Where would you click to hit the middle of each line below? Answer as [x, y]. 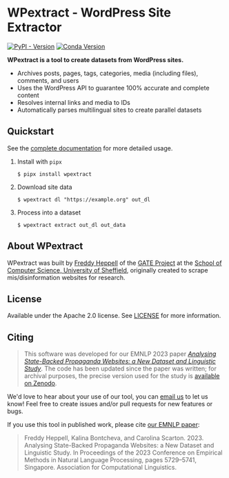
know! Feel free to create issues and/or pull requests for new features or [110, 404]
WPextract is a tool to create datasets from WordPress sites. [96, 59]
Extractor [34, 27]
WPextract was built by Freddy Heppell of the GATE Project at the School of [114, 263]
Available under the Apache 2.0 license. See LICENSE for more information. [114, 316]
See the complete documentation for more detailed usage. [90, 148]
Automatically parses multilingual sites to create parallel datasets [109, 110]
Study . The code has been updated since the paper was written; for [120, 369]
